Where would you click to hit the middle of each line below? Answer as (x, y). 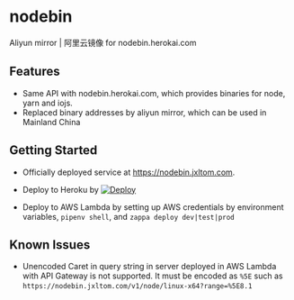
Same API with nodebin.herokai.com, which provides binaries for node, (154, 93)
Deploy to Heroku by (60, 189)
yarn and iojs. (48, 103)
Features (35, 72)
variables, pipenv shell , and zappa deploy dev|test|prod (129, 216)
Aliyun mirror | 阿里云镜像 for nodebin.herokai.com (103, 42)
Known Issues (50, 245)
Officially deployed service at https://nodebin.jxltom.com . (129, 172)
